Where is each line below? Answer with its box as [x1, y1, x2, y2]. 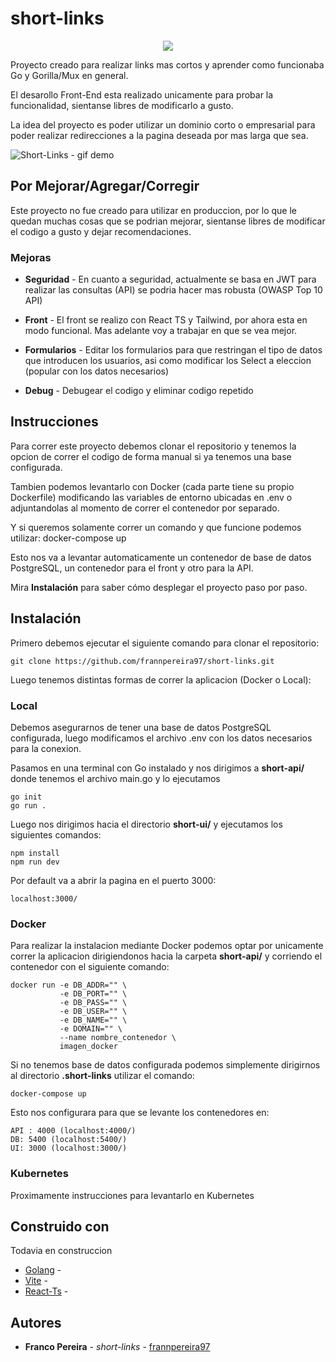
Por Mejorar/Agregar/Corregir [10, 178, 200, 195]
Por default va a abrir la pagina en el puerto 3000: [10, 874, 217, 886]
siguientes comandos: [10, 828, 102, 841]
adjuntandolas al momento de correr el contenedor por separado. [10, 502, 280, 514]
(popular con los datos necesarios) [24, 365, 170, 377]
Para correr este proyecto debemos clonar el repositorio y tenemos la [10, 440, 297, 452]
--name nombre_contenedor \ [59, 1033, 177, 1043]
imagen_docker [59, 1042, 118, 1052]
